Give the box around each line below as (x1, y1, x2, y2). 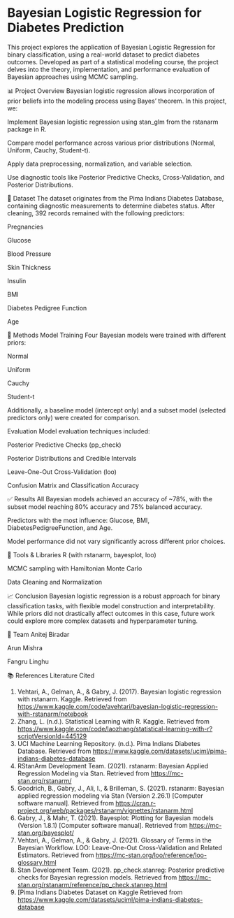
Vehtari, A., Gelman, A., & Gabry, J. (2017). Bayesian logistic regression (17, 687, 221, 696)
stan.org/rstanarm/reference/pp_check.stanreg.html (17, 880, 168, 889)
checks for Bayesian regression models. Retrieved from (17, 873, 177, 882)
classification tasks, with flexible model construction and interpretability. (7, 601, 215, 610)
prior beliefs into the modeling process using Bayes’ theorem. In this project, (7, 96, 227, 105)
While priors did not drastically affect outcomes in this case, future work (7, 609, 215, 617)
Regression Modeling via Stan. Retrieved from (17, 769, 149, 777)
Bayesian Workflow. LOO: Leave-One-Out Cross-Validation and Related (17, 843, 222, 852)
